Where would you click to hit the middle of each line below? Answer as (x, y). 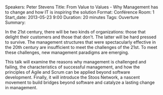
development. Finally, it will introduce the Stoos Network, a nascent (72, 77)
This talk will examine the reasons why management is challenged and (76, 62)
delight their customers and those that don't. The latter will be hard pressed (81, 37)
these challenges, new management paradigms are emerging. (67, 52)
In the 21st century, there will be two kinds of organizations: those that (75, 32)
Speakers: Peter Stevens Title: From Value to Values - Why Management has (81, 7)
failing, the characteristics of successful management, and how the (72, 67)
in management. (21, 87)
